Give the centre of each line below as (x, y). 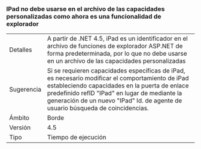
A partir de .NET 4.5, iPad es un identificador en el (118, 39)
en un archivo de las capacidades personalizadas (116, 61)
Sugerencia (25, 90)
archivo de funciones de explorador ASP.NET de (115, 46)
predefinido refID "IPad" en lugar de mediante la (115, 93)
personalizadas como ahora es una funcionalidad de (84, 16)
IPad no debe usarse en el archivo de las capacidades (86, 9)
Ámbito (19, 118)
